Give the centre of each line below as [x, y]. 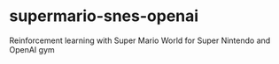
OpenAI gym [32, 49]
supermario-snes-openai [104, 16]
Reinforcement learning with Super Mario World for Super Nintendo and [140, 40]
